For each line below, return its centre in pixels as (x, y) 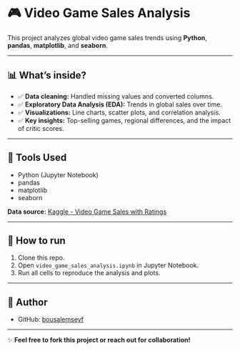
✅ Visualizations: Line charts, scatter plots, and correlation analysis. (119, 112)
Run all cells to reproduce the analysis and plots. (89, 273)
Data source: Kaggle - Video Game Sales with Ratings (87, 212)
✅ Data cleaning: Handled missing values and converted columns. (116, 96)
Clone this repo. (41, 258)
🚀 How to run (36, 241)
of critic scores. (41, 128)
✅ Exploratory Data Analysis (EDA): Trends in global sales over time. (120, 104)
